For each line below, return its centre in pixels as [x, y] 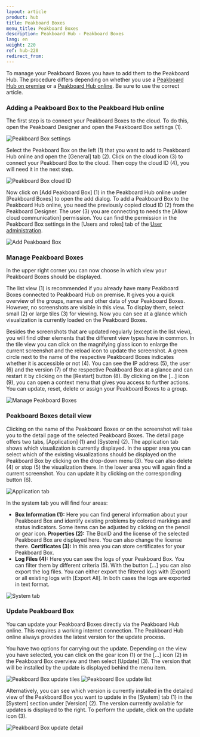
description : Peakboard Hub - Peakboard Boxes [65, 34]
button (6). [19, 480]
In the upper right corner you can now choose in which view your [87, 271]
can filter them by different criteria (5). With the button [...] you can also [103, 565]
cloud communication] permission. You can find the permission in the [92, 217]
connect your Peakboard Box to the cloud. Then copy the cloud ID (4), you [98, 162]
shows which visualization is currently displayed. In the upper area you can [99, 448]
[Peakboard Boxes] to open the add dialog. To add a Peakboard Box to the [98, 198]
